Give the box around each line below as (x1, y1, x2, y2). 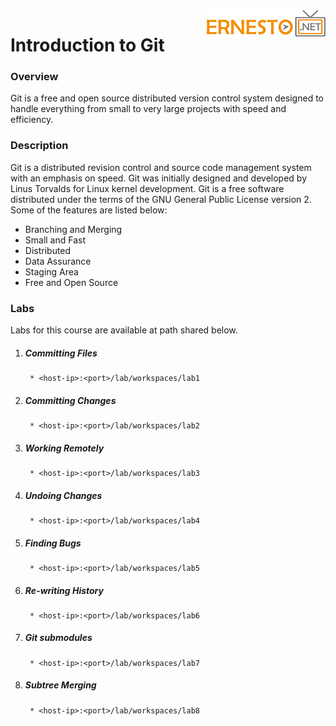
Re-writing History (24, 584, 104, 596)
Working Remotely (24, 442, 105, 454)
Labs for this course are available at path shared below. (10, 324, 238, 336)
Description (10, 139, 69, 153)
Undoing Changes (24, 489, 103, 501)
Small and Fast (24, 234, 87, 246)
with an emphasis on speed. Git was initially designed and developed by (10, 172, 308, 184)
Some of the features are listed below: (10, 204, 168, 216)
